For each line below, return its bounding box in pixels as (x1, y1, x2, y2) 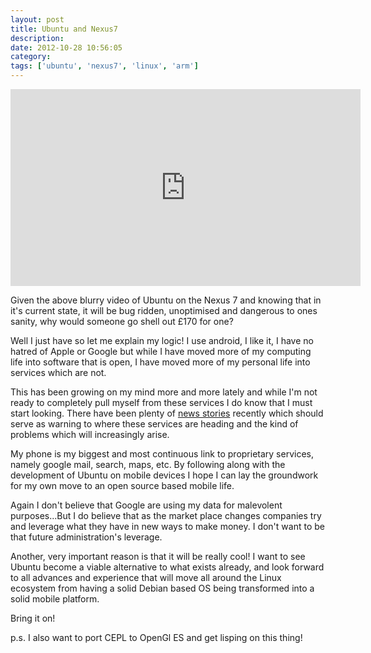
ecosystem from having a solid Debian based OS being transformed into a (10, 582, 315, 594)
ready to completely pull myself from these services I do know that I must (10, 397, 313, 408)
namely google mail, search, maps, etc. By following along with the (10, 459, 286, 470)
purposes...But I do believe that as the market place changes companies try (10, 510, 322, 521)
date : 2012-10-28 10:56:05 (10, 42, 123, 53)
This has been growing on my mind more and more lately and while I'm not (10, 386, 318, 398)
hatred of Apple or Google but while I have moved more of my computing (10, 346, 312, 357)
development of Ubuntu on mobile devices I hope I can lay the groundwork (10, 469, 319, 481)
